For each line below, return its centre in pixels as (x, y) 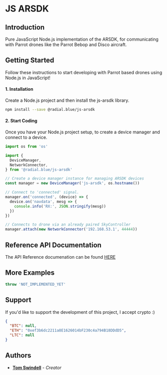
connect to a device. (26, 137)
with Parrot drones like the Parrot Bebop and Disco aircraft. (66, 45)
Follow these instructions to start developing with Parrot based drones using (84, 72)
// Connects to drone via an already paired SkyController (68, 225)
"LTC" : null (22, 335)
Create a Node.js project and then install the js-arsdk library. (67, 100)
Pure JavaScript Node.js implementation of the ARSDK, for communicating (82, 39)
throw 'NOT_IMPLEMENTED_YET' (35, 284)
